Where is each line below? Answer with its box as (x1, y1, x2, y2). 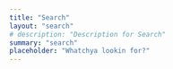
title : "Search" (9, 13, 70, 22)
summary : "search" (9, 38, 78, 47)
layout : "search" (9, 22, 74, 30)
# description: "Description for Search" (9, 30, 167, 39)
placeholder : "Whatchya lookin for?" (9, 47, 151, 56)
